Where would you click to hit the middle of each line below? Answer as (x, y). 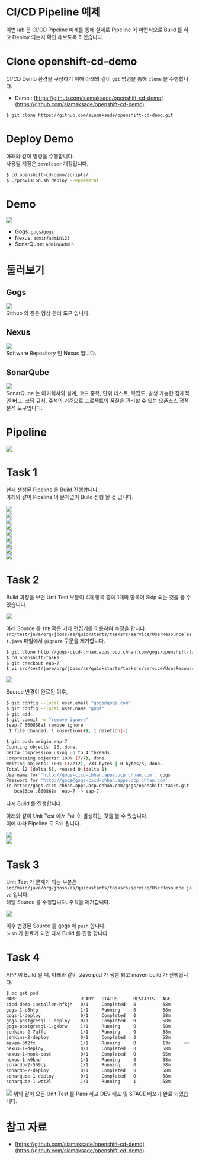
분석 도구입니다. (25, 408)
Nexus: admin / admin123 (42, 238)
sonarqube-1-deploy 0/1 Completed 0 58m (88, 1076)
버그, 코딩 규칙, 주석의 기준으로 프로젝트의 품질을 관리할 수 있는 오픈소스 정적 (101, 401)
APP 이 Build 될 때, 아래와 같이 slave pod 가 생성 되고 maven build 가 (87, 975)
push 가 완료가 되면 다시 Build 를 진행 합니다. (58, 933)
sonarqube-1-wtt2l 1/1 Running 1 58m (88, 1082)
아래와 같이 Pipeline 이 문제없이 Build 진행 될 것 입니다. (70, 497)
